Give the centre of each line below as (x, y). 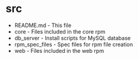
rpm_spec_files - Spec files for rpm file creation (74, 44)
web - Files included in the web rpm (59, 50)
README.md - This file (43, 25)
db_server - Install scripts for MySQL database (73, 38)
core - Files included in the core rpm (60, 31)
